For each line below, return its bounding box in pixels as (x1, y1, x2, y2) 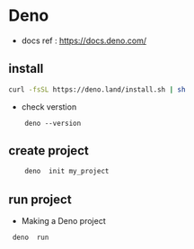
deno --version (24, 119, 82, 128)
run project (8, 191, 73, 207)
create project (8, 143, 89, 158)
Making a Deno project (21, 216, 106, 227)
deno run (12, 233, 49, 243)
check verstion (21, 101, 77, 112)
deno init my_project (24, 167, 110, 176)
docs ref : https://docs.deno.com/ (21, 35, 147, 46)
